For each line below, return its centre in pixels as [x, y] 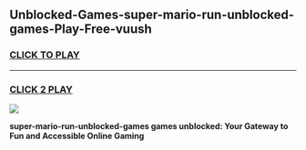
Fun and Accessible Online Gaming [77, 135]
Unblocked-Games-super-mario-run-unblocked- [152, 15]
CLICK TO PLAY [45, 55]
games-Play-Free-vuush [81, 30]
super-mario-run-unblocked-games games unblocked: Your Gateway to [149, 125]
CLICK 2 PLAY [41, 89]
